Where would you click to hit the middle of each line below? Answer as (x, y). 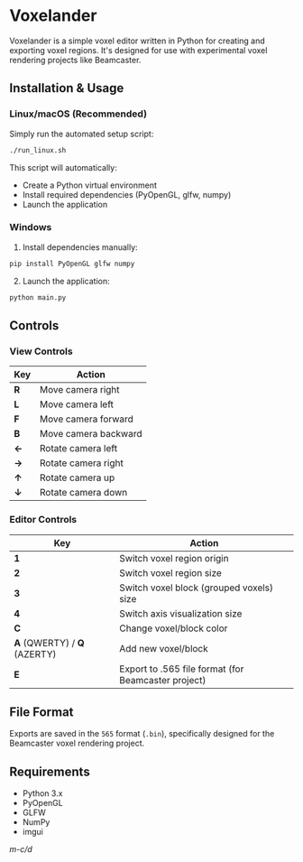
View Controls (41, 351)
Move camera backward (91, 434)
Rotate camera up (77, 477)
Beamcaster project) (163, 680)
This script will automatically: (63, 167)
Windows (31, 227)
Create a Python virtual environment (90, 185)
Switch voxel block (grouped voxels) (196, 588)
